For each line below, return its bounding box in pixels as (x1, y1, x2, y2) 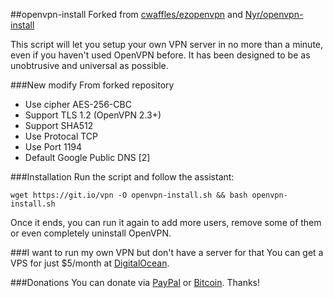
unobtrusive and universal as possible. (10, 60, 169, 71)
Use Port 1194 (24, 141, 83, 153)
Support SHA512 (24, 120, 94, 131)
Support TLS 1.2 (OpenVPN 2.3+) (24, 109, 162, 121)
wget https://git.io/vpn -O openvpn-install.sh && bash (10, 190, 248, 200)
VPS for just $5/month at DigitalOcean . (10, 257, 170, 269)
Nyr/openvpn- (244, 9, 304, 20)
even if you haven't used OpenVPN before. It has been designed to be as (10, 49, 311, 61)
